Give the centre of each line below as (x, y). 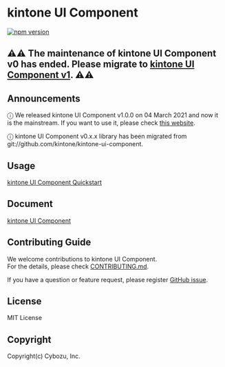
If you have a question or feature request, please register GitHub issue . (108, 279)
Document (30, 204)
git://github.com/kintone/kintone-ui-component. (75, 144)
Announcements (44, 98)
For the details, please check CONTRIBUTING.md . (78, 266)
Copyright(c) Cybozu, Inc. (44, 356)
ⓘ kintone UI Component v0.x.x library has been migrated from (97, 137)
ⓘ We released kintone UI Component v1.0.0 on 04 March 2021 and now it (113, 115)
